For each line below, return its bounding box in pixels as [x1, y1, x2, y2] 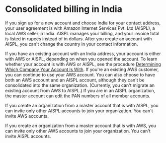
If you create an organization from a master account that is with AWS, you [5, 123, 157, 129]
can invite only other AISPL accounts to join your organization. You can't [5, 108, 153, 114]
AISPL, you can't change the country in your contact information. [5, 41, 138, 47]
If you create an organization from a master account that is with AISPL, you [5, 102, 159, 108]
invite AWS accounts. [5, 113, 49, 119]
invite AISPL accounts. [5, 133, 51, 139]
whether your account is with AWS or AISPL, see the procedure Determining [5, 61, 162, 67]
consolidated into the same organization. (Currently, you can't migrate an [5, 82, 155, 88]
